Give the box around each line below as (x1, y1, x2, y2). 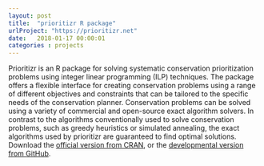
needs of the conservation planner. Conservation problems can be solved (8, 98, 251, 107)
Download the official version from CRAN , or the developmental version (8, 140, 244, 150)
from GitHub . (8, 149, 51, 159)
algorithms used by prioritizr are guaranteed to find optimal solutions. (8, 132, 237, 141)
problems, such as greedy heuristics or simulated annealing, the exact (8, 123, 240, 133)
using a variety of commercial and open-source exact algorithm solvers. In (8, 106, 254, 116)
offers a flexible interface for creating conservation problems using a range (8, 81, 256, 91)
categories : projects (8, 42, 84, 50)
